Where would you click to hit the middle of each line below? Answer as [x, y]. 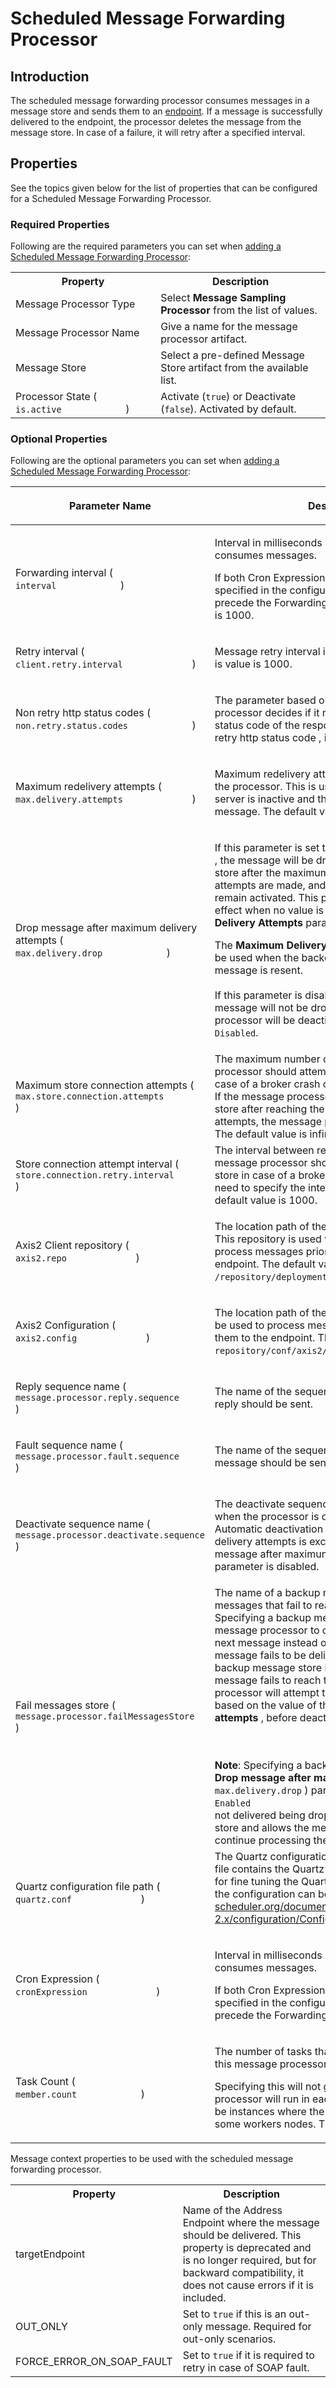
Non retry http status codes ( [83, 713]
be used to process [260, 1325]
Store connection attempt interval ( [97, 1164]
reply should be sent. [264, 1404]
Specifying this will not [268, 2087]
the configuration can [265, 1894]
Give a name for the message [229, 327]
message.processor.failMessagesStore [105, 1716]
